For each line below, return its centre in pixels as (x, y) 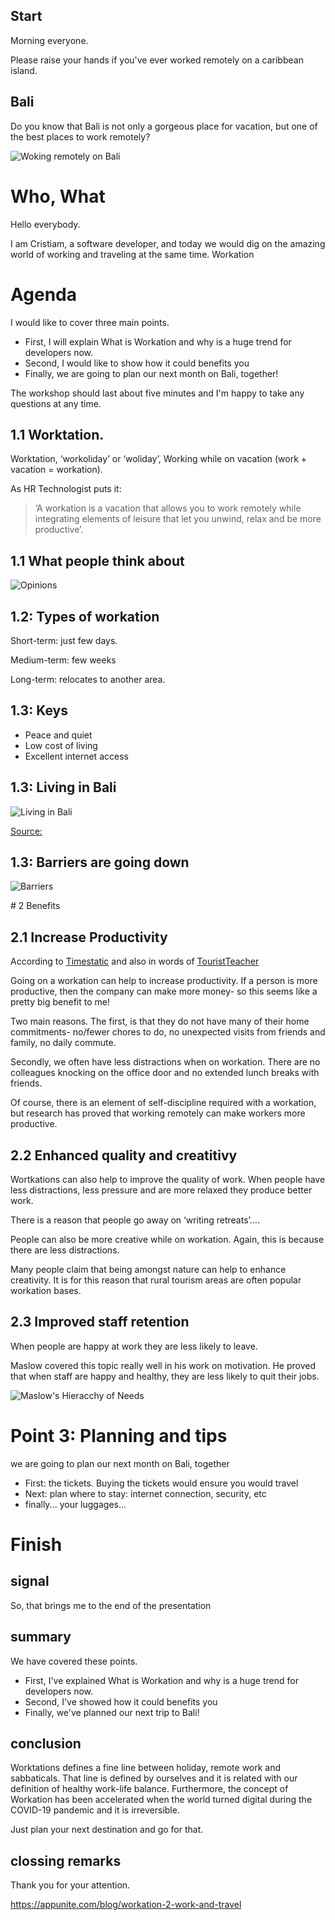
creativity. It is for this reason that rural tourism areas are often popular (156, 1280)
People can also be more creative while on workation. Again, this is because (167, 1239)
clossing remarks (66, 1860)
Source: (26, 831)
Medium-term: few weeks (63, 660)
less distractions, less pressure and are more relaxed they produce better (161, 1190)
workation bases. (46, 1290)
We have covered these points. (74, 1661)
